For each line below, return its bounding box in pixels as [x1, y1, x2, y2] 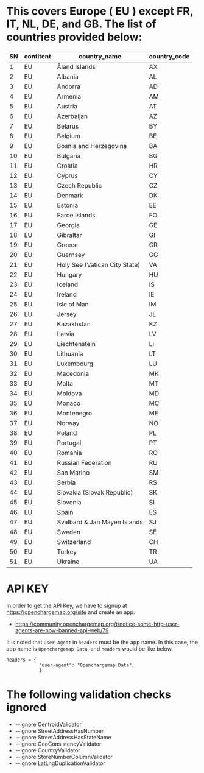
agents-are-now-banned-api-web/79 [15, 626, 109, 634]
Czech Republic [57, 181, 102, 189]
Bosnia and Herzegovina [57, 141, 127, 150]
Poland [57, 428, 77, 437]
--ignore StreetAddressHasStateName [15, 733, 111, 741]
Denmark [57, 191, 83, 199]
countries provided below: [6, 30, 142, 44]
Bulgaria [57, 151, 81, 160]
